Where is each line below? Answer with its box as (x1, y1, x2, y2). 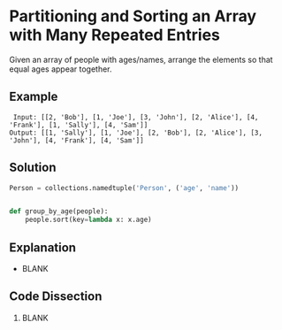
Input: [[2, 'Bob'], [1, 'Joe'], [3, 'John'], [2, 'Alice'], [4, (12, 112, 259, 121)
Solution (9, 160, 57, 175)
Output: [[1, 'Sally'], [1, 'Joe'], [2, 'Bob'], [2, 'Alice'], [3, (9, 128, 263, 137)
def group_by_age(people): (9, 207, 109, 216)
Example (9, 89, 58, 104)
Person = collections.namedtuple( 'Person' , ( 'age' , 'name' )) (9, 183, 240, 192)
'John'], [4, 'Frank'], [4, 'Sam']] (9, 135, 144, 145)
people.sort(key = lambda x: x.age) (25, 215, 152, 225)
